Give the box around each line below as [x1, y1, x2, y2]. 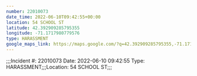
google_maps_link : [6, 42, 51, 47]
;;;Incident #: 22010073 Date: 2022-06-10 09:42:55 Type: [6, 57, 145, 64]
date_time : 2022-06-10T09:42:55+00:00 [6, 14, 101, 20]
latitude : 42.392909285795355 [6, 25, 80, 31]
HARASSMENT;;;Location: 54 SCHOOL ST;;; [6, 63, 113, 70]
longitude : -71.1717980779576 [6, 30, 80, 36]
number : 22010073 [6, 8, 49, 15]
